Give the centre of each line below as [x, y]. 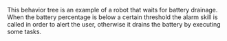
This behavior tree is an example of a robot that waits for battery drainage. [112, 10]
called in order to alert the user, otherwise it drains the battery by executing [114, 24]
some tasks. [24, 31]
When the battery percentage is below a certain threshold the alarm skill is [112, 17]
